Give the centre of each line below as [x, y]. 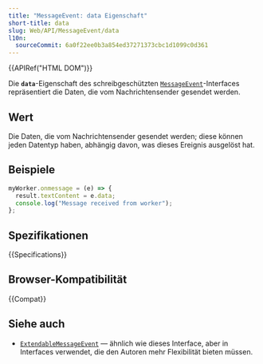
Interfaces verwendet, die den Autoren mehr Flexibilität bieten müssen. [136, 351]
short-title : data [39, 23]
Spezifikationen [49, 235]
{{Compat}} [27, 299]
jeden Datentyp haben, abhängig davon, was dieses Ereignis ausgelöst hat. [131, 144]
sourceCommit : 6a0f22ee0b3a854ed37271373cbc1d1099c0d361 [112, 45]
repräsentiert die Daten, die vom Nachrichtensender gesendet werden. [124, 92]
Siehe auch [37, 324]
